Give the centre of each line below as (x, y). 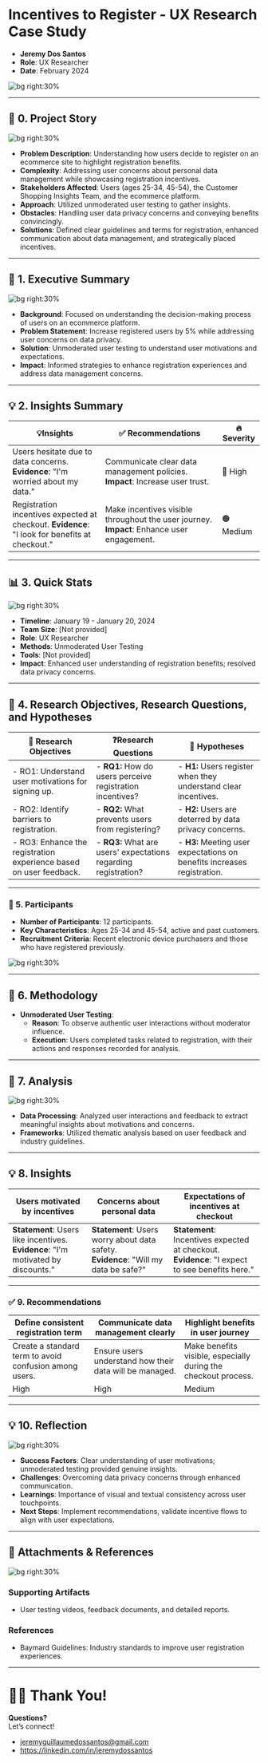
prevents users (124, 819)
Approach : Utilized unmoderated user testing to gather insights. (125, 204)
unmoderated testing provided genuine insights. (99, 1469)
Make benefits (211, 1346)
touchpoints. (40, 1503)
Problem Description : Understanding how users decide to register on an (139, 153)
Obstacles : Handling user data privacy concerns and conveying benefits (139, 212)
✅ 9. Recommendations (55, 1302)
